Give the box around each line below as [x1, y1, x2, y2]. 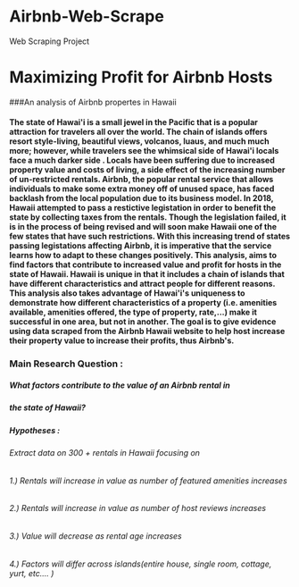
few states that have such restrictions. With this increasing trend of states [9, 231, 291, 242]
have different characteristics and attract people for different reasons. [9, 279, 276, 289]
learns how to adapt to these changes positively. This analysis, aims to [9, 250, 278, 261]
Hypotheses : [9, 424, 61, 435]
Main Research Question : [9, 357, 123, 370]
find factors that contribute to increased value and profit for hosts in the [9, 259, 282, 270]
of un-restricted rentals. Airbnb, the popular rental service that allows [9, 174, 274, 185]
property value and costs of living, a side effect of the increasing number [9, 164, 286, 175]
